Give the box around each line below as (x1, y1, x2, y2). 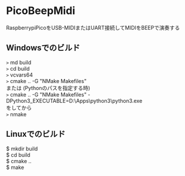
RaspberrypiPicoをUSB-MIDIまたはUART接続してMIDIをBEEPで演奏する (6, 24, 180, 31)
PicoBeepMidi (6, 4, 75, 18)
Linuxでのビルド (6, 129, 66, 139)
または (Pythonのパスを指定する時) (6, 84, 90, 91)
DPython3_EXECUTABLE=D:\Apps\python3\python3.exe (6, 97, 143, 104)
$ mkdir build (6, 145, 38, 152)
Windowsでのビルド (6, 43, 80, 53)
